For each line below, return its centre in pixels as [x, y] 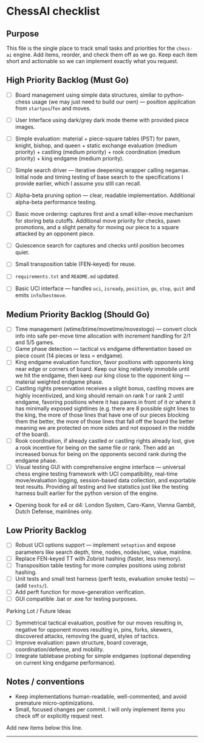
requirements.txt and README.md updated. [67, 276]
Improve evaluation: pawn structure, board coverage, [82, 642]
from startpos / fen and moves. [53, 108]
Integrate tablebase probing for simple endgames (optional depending [103, 655]
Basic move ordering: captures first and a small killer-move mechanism [104, 214]
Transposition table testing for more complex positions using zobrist [100, 565]
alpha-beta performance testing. [56, 202]
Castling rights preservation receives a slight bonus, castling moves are [104, 389]
